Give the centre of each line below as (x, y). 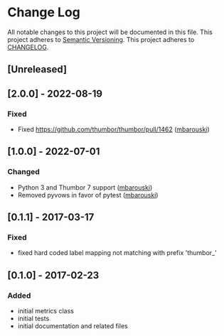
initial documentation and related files (73, 326)
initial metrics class (46, 311)
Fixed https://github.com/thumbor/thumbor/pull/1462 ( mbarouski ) (113, 129)
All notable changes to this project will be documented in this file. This (110, 32)
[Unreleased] (37, 69)
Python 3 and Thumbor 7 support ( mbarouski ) (85, 187)
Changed (24, 172)
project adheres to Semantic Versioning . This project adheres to (101, 39)
